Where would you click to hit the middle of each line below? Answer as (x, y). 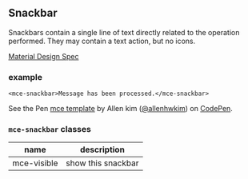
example (25, 77)
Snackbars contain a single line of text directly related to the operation (124, 32)
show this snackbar (102, 163)
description (102, 149)
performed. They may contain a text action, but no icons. (102, 41)
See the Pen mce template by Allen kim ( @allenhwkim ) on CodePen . (121, 109)
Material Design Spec (44, 56)
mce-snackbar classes (50, 129)
